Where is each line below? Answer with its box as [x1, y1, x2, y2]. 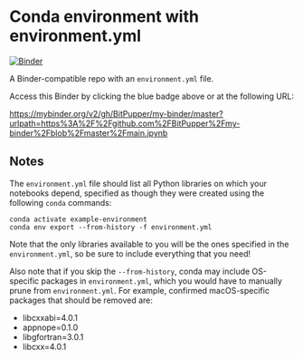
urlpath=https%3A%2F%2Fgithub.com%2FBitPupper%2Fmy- [9, 118, 241, 129]
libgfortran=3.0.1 [22, 331, 84, 342]
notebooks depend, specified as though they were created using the [9, 188, 265, 199]
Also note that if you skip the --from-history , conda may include [9, 266, 251, 277]
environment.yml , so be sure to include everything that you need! [9, 247, 251, 259]
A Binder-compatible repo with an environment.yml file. [9, 73, 214, 83]
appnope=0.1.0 [22, 322, 79, 333]
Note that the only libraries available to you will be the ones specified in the [9, 238, 289, 249]
